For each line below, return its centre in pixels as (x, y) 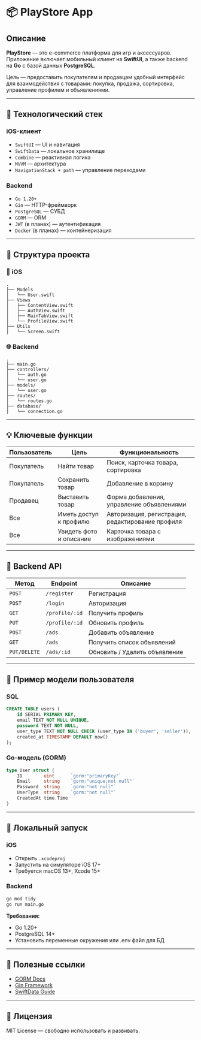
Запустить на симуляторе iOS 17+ (58, 864)
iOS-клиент (24, 131)
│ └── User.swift (31, 295)
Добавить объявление (121, 632)
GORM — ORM (31, 218)
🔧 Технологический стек (54, 114)
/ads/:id (58, 652)
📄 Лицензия (29, 1016)
